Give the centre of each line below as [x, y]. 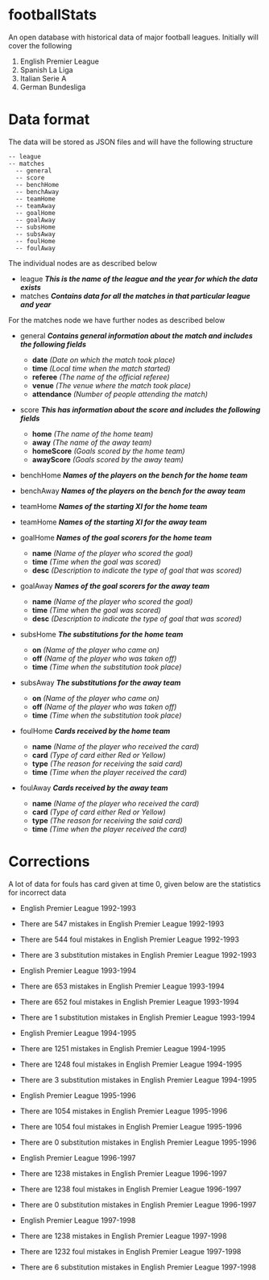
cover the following [40, 45]
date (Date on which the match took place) [103, 359]
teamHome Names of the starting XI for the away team [113, 522]
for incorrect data [37, 893]
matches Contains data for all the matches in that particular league [135, 296]
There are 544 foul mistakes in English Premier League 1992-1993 [130, 939]
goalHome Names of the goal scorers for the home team [116, 537]
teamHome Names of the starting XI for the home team [114, 506]
